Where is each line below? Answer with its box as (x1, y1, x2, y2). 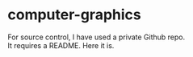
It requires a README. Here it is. (7, 40, 115, 50)
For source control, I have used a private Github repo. (7, 32, 186, 42)
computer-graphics (7, 6, 142, 24)
